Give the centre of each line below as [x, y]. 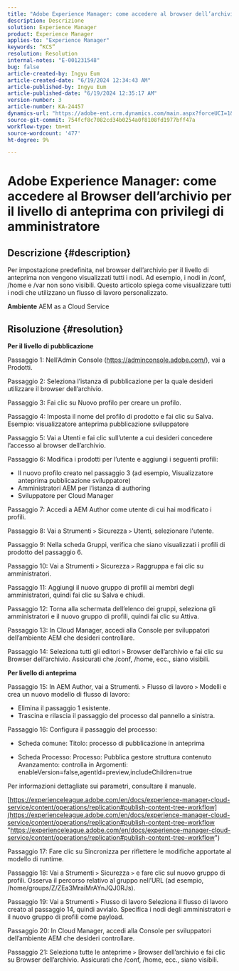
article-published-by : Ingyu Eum [57, 87]
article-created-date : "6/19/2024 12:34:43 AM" [79, 80]
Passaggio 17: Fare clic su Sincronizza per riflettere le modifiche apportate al [119, 851]
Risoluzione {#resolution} [65, 329]
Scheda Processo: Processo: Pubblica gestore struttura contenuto [115, 757]
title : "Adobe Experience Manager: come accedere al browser [100, 14]
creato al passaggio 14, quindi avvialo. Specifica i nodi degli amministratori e [119, 910]
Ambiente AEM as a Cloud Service [58, 306]
